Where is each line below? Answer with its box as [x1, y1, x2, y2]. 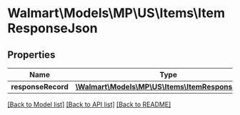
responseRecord [11, 82, 69, 91]
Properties [7, 49, 56, 61]
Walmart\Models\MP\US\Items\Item [7, 5, 225, 21]
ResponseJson [7, 20, 98, 36]
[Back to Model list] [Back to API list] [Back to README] [7, 100, 171, 109]
